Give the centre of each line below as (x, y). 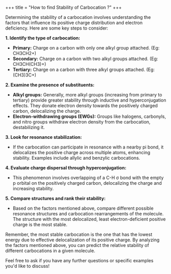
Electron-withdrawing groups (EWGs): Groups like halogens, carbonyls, (89, 116)
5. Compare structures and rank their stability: (55, 198)
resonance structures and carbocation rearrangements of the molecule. (88, 214)
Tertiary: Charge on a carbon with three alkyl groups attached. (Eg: (83, 69)
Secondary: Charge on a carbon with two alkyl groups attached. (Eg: (85, 59)
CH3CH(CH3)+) (29, 64)
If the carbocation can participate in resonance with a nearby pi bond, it (88, 147)
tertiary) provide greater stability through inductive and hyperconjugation (90, 100)
